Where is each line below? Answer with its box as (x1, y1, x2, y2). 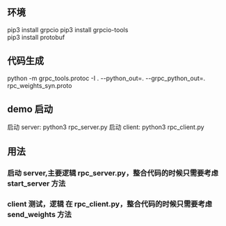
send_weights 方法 (7, 209, 72, 219)
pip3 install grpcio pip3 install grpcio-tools (7, 25, 129, 33)
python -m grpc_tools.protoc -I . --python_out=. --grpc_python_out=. (7, 74, 206, 82)
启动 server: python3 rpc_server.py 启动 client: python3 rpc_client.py (7, 123, 204, 131)
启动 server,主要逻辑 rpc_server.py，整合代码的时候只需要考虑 (7, 168, 219, 178)
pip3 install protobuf (7, 33, 65, 41)
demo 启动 (7, 103, 54, 115)
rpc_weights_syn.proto (7, 81, 72, 89)
